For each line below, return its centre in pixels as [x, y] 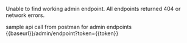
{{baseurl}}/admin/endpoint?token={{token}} [62, 33]
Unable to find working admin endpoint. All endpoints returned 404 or [93, 9]
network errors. [25, 15]
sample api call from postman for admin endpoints [69, 27]
